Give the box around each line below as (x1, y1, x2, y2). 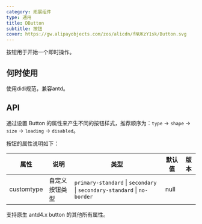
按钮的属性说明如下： (6, 140, 59, 147)
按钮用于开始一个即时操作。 (6, 49, 75, 56)
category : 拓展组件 (6, 8, 52, 15)
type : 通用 (6, 14, 32, 20)
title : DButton (6, 20, 44, 26)
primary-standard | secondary (74, 178, 157, 187)
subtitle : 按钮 (6, 25, 43, 32)
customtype (9, 185, 43, 193)
